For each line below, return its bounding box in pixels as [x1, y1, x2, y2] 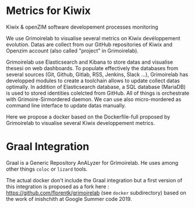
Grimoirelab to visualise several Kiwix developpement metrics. [6, 119, 155, 126]
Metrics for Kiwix [6, 4, 91, 18]
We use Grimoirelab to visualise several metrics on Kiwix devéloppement [6, 34, 180, 41]
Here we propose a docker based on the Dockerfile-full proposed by [6, 113, 171, 120]
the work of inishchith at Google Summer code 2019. [6, 195, 132, 202]
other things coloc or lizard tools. [6, 165, 88, 172]
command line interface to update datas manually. [6, 102, 126, 109]
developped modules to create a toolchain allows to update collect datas [6, 77, 180, 84]
